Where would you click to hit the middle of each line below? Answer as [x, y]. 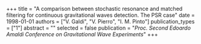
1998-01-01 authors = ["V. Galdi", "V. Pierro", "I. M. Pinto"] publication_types [101, 21]
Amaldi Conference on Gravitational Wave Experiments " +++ [82, 34]
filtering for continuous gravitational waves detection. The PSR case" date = [101, 15]
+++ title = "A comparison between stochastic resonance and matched [94, 9]
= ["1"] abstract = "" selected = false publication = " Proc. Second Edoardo [99, 28]
